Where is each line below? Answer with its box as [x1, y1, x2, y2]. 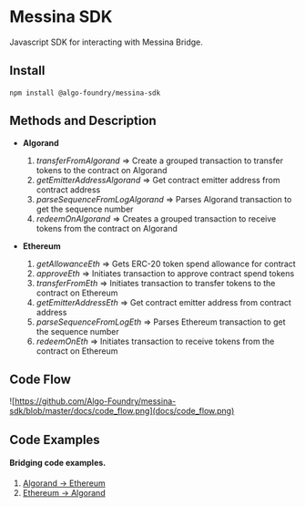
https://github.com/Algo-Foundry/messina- [15, 396, 177, 407]
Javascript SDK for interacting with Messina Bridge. [9, 36, 203, 47]
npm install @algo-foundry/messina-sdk [9, 88, 161, 98]
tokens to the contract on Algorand [36, 164, 168, 175]
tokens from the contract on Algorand [36, 222, 178, 233]
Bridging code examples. [9, 458, 107, 469]
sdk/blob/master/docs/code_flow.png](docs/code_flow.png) [9, 406, 235, 417]
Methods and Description [9, 113, 157, 129]
